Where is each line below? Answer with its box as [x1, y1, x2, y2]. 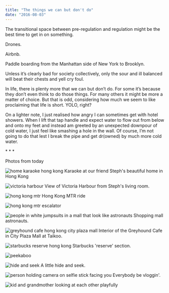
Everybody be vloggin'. [112, 272, 161, 278]
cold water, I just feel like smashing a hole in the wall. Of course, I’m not [5, 127, 154, 134]
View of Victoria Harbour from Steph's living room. [44, 183, 150, 189]
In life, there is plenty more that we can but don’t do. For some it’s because [5, 85, 160, 91]
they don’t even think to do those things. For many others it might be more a [5, 91, 163, 97]
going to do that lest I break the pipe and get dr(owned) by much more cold [5, 133, 162, 139]
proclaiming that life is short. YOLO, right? [5, 102, 92, 108]
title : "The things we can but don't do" [5, 7, 94, 13]
